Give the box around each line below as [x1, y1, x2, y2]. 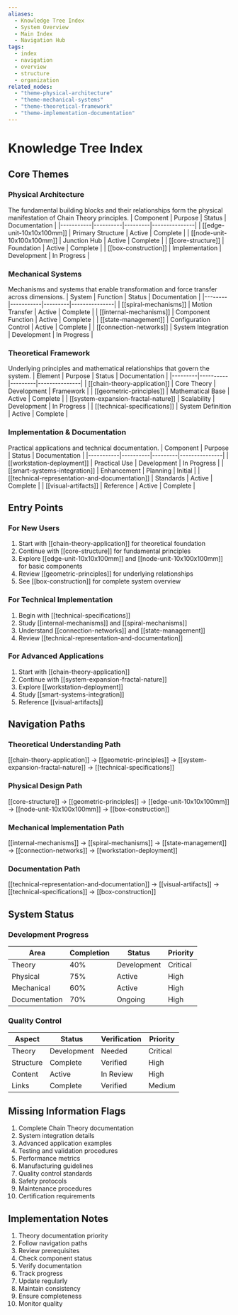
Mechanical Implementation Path [8, 822, 125, 832]
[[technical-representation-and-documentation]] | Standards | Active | [8, 473, 213, 482]
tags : [8, 43, 24, 50]
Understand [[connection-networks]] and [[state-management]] [18, 626, 206, 635]
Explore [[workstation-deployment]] [18, 682, 123, 691]
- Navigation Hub [14, 37, 66, 44]
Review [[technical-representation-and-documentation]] [18, 633, 183, 642]
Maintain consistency [18, 1284, 81, 1292]
